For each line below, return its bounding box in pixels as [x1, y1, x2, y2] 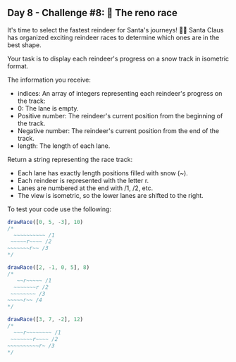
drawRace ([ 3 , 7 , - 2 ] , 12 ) [7, 316, 83, 323]
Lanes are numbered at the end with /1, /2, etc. [17, 184, 154, 192]
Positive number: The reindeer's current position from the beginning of [17, 111, 223, 120]
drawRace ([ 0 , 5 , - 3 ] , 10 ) [7, 218, 83, 225]
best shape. [7, 40, 42, 49]
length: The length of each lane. [17, 142, 111, 150]
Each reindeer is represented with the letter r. [17, 176, 149, 185]
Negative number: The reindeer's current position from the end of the [17, 126, 220, 135]
